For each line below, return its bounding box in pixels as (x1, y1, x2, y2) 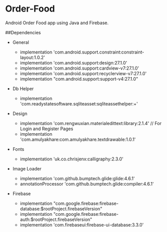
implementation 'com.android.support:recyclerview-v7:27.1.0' (20, 70, 147, 76)
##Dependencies (5, 29, 41, 35)
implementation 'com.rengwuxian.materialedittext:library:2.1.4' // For (20, 120, 162, 126)
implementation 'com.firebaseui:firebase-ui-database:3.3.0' (20, 221, 144, 227)
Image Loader (12, 165, 42, 171)
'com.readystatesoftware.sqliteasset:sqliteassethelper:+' (20, 100, 138, 106)
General (12, 39, 29, 45)
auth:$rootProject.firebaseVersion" (20, 216, 93, 222)
